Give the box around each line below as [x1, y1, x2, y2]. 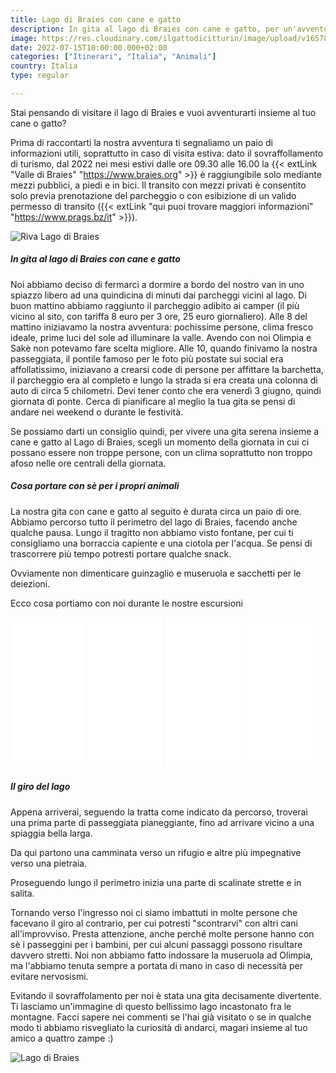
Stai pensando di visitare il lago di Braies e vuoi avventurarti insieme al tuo [10, 106, 317, 118]
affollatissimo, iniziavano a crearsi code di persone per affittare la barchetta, [10, 363, 324, 375]
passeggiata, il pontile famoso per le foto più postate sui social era [10, 352, 284, 365]
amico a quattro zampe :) [10, 1032, 114, 1044]
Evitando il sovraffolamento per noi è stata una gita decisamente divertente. [10, 989, 322, 1001]
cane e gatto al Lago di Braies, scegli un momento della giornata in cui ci [10, 436, 310, 448]
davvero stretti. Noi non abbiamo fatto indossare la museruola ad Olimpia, [10, 949, 313, 961]
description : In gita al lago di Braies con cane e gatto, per [10, 24, 280, 34]
